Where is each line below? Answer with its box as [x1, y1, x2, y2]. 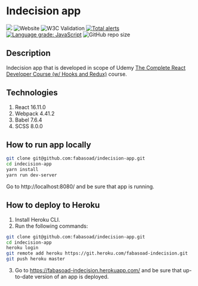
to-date [14, 273, 34, 281]
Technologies [6, 88, 58, 98]
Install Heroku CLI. [14, 216, 61, 223]
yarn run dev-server [6, 172, 58, 178]
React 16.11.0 [14, 103, 46, 111]
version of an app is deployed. [35, 273, 109, 281]
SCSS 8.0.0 [14, 122, 43, 129]
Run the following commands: [14, 222, 88, 229]
